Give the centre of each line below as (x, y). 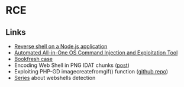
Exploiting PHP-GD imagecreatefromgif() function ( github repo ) (91, 71)
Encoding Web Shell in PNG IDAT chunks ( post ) (72, 65)
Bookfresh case (33, 59)
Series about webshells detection (55, 78)
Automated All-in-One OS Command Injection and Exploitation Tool (96, 53)
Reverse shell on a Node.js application (61, 46)
